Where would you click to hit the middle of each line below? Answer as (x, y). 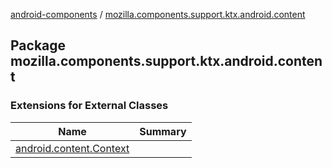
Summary (163, 131)
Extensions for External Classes (89, 106)
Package (38, 45)
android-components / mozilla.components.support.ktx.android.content (158, 14)
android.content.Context (72, 148)
